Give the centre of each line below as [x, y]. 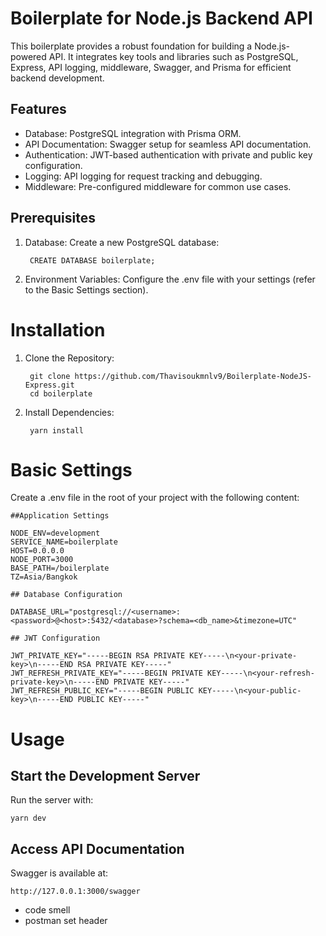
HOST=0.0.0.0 [37, 551]
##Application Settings [60, 516]
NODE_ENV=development [55, 533]
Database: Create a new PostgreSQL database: [122, 242]
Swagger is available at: [59, 873]
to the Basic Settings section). [86, 289]
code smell [47, 910]
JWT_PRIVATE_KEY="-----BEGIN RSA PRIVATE [98, 656]
